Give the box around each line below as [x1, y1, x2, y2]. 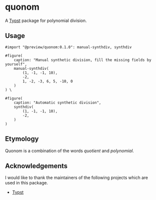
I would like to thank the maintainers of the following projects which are [5, 175, 148, 180]
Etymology [5, 135, 39, 143]
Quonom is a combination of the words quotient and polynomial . [5, 148, 134, 154]
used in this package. [5, 180, 48, 186]
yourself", [5, 61, 27, 67]
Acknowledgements [5, 161, 68, 170]
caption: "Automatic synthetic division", [14, 100, 101, 105]
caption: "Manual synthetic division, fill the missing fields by [14, 58, 152, 62]
